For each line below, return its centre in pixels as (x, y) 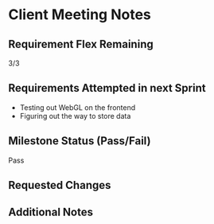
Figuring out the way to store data (75, 116)
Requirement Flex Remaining (81, 44)
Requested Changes (60, 185)
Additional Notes (51, 212)
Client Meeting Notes (80, 15)
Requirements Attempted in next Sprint (107, 88)
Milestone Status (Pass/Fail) (80, 141)
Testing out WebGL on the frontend (78, 107)
